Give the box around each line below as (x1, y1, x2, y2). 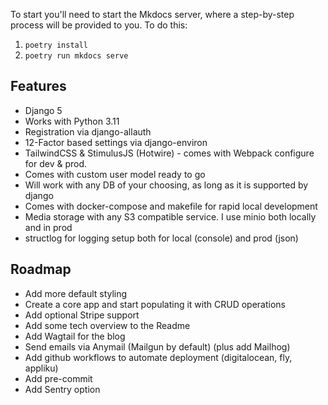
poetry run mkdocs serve (24, 51, 129, 61)
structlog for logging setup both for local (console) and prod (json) (24, 232, 299, 244)
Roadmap (10, 261, 72, 278)
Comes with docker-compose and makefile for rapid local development (24, 200, 318, 212)
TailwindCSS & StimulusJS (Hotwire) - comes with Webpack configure (24, 147, 315, 159)
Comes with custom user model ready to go (24, 168, 206, 180)
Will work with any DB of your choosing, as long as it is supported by (24, 179, 309, 191)
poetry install (24, 40, 89, 50)
